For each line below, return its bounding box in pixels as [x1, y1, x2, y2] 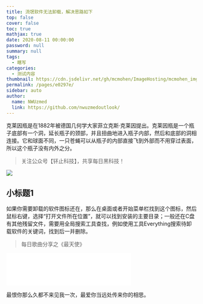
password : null [6, 43, 45, 49]
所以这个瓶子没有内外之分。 [6, 144, 76, 152]
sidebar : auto [6, 88, 42, 94]
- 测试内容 [11, 71, 36, 77]
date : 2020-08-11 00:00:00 [6, 37, 74, 43]
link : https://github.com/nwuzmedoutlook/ [11, 104, 120, 111]
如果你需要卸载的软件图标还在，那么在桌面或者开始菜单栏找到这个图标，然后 [6, 205, 197, 212]
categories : [6, 65, 36, 71]
